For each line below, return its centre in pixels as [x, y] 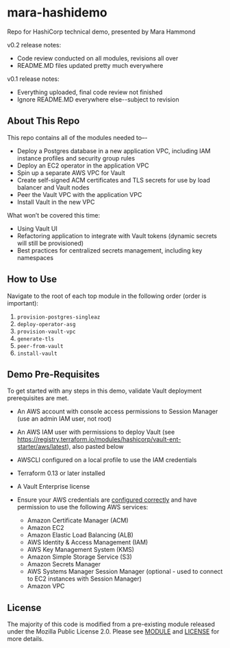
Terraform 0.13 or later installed [61, 473]
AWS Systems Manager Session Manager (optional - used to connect [125, 572]
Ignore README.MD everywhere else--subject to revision [98, 99]
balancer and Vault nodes [53, 187]
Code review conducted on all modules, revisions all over [98, 58]
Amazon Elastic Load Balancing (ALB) [80, 535]
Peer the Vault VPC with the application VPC [79, 194]
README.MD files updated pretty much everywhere [90, 65]
